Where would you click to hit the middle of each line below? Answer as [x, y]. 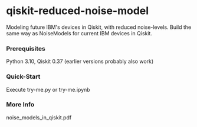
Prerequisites [26, 48]
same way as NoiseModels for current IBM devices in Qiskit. [79, 33]
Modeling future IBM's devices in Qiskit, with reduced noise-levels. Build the [99, 27]
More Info [20, 105]
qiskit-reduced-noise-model [78, 11]
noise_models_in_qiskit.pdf [39, 117]
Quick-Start [23, 76]
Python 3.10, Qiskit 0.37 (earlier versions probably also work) [80, 61]
